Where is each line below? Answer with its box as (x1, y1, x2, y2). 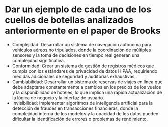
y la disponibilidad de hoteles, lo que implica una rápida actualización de (12, 89, 162, 95)
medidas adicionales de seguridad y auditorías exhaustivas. (12, 73, 136, 79)
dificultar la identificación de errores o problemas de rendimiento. (12, 116, 148, 122)
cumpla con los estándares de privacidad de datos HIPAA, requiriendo (12, 68, 158, 74)
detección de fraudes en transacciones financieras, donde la (12, 105, 138, 111)
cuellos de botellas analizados (5, 14, 134, 26)
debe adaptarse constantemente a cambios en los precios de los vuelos (12, 84, 161, 90)
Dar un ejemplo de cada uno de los (5, 4, 152, 15)
